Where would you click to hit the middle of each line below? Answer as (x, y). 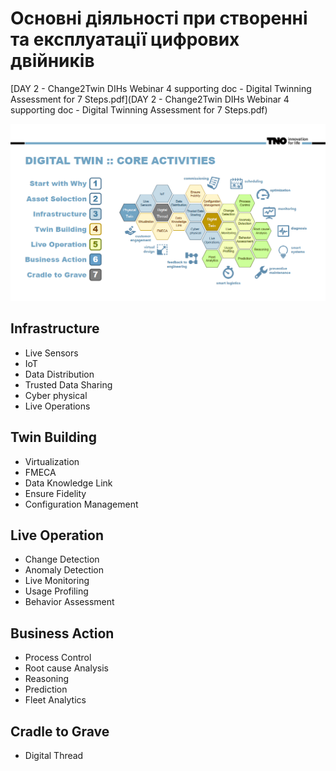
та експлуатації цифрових (125, 39)
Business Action (62, 633)
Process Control (58, 658)
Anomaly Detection (64, 570)
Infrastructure (55, 328)
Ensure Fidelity (55, 493)
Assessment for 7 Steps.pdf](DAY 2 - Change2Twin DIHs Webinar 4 (150, 99)
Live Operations (57, 406)
